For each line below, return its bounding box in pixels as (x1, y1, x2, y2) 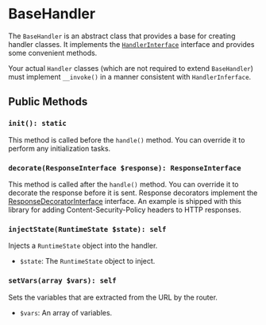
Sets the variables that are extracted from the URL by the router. (8, 292, 218, 302)
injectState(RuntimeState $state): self (8, 225, 167, 233)
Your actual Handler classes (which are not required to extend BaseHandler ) (8, 63, 254, 72)
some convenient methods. (8, 48, 98, 57)
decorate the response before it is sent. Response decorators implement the (8, 188, 258, 198)
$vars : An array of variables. (19, 307, 113, 317)
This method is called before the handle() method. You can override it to (8, 135, 245, 144)
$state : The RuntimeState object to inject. (19, 256, 156, 266)
